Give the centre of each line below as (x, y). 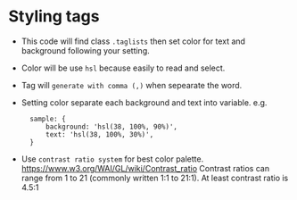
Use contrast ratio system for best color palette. (112, 159)
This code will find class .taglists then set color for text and (133, 41)
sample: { (48, 119)
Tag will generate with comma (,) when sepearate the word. (132, 85)
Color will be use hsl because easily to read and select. (123, 68)
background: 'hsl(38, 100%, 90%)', (111, 127)
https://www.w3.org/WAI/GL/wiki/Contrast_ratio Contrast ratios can (145, 168)
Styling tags (54, 17)
